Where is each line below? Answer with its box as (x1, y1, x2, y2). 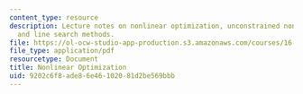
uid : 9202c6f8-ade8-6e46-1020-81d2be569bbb (9, 72, 176, 81)
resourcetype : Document (9, 55, 99, 64)
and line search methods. (17, 30, 115, 38)
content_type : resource (9, 13, 99, 22)
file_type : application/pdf (9, 47, 115, 56)
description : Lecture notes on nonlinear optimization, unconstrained (9, 21, 280, 30)
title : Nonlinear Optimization (9, 64, 127, 73)
